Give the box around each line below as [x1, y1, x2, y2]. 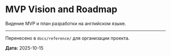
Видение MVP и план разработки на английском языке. [5, 20, 126, 26]
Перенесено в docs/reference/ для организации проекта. [5, 35, 130, 41]
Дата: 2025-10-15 [5, 45, 44, 51]
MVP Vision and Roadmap [5, 4, 118, 15]
